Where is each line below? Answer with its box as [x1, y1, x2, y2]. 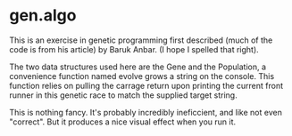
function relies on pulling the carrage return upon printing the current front [9, 80, 284, 91]
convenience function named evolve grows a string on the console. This [9, 70, 275, 81]
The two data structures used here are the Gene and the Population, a [9, 61, 266, 72]
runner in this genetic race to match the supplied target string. [9, 90, 238, 100]
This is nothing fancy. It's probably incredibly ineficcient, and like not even [9, 107, 283, 117]
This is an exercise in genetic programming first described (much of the [9, 35, 273, 45]
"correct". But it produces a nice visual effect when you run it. [9, 116, 237, 127]
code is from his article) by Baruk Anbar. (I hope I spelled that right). [9, 44, 259, 54]
